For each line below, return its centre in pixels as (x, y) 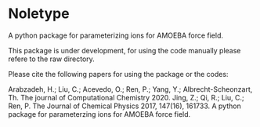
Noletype (39, 14)
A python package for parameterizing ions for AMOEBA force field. (116, 35)
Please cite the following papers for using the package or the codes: (118, 74)
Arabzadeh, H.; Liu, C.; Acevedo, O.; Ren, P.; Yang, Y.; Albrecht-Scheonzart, (130, 89)
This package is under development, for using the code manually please (125, 50)
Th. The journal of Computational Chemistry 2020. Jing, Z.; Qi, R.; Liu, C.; (126, 97)
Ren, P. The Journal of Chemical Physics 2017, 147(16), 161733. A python (125, 106)
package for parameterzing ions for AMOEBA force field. (99, 114)
